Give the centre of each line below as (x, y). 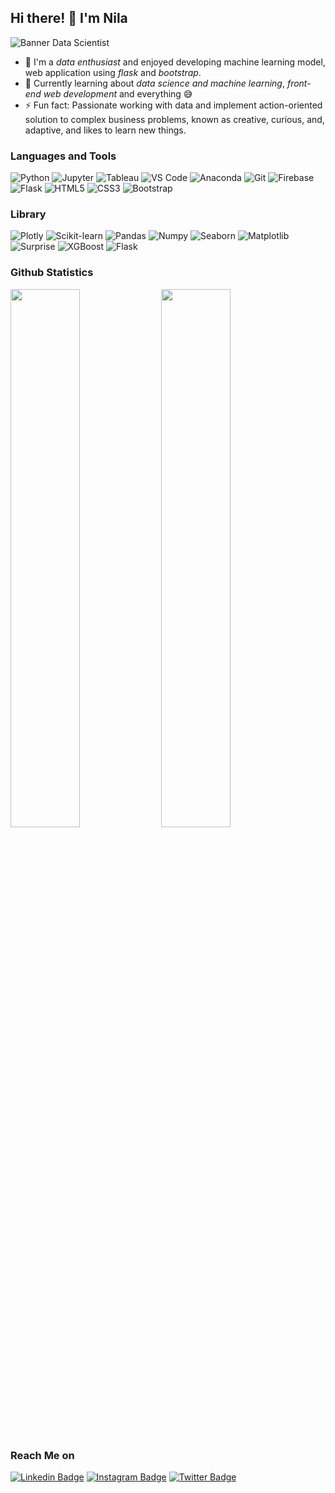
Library (28, 214)
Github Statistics (52, 273)
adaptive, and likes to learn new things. (105, 130)
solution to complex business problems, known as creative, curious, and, (174, 119)
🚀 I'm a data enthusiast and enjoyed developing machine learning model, (175, 62)
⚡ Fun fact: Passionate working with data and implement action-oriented (173, 105)
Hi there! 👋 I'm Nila (69, 18)
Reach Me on (42, 1455)
